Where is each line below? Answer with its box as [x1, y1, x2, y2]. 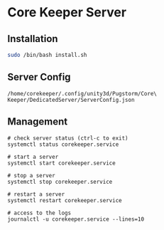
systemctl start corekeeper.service [7, 160, 116, 167]
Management [7, 115, 68, 128]
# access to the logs [7, 209, 72, 216]
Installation [7, 33, 58, 45]
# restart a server [7, 190, 65, 198]
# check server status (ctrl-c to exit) [7, 135, 129, 142]
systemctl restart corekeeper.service [7, 197, 122, 204]
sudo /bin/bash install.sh [7, 51, 87, 58]
